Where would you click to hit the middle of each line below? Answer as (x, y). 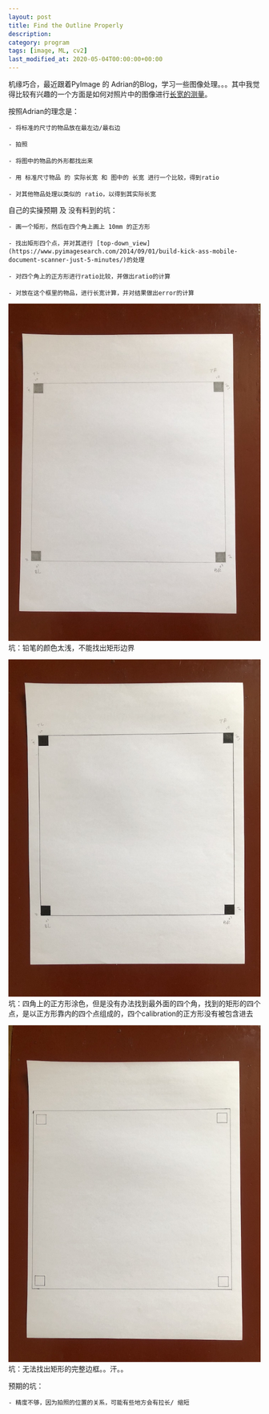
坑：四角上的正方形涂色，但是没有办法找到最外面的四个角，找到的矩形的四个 (134, 1003)
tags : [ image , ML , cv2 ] (48, 51)
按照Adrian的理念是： (44, 111)
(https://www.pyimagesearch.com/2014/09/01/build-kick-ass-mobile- (123, 251)
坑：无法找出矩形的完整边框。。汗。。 (68, 1369)
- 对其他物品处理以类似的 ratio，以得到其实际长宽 (82, 194)
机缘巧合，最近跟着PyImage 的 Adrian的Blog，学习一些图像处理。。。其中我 (131, 84)
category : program (39, 43)
